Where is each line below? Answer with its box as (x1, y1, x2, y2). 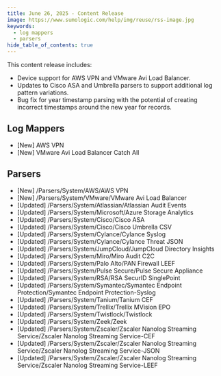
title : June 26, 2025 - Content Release (7, 10, 125, 17)
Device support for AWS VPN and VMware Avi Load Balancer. (16, 74, 191, 82)
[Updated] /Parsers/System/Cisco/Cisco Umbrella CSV (16, 223, 172, 231)
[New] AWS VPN (16, 141, 64, 149)
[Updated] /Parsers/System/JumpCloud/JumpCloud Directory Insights (16, 245, 215, 253)
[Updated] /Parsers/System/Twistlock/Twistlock (16, 310, 153, 318)
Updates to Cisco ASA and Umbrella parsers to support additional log (16, 82, 213, 89)
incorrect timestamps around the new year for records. (16, 103, 172, 111)
